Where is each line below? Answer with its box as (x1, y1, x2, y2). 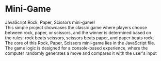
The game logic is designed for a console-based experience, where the (5, 45, 148, 51)
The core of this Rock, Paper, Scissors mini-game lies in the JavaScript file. (5, 40, 155, 46)
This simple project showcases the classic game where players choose (5, 24, 147, 30)
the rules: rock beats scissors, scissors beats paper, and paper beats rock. (5, 35, 154, 41)
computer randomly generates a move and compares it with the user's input (5, 50, 157, 56)
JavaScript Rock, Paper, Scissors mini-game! (5, 19, 95, 25)
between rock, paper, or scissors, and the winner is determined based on (5, 30, 152, 35)
